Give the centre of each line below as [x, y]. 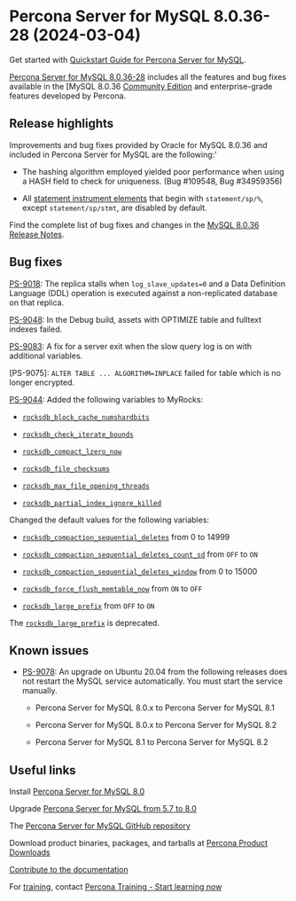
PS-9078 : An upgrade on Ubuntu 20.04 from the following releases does [155, 672]
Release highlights [62, 124]
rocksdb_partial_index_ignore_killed [92, 503]
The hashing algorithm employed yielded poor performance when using [153, 171]
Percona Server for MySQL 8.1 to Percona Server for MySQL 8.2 [152, 742]
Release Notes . [37, 234]
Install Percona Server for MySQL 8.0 [77, 792]
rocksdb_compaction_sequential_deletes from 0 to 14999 [126, 537]
